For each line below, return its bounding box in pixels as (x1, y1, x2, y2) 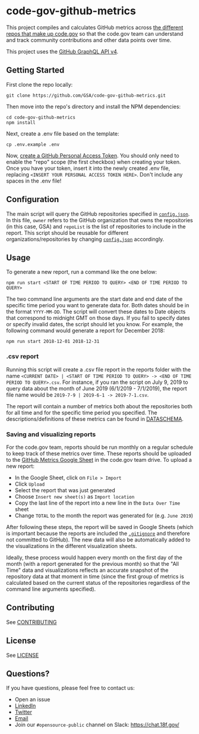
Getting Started (6, 65, 65, 75)
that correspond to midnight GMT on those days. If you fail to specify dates (6, 314, 190, 322)
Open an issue (14, 696, 50, 703)
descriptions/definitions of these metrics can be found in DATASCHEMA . (6, 415, 184, 423)
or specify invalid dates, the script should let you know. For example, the (6, 321, 184, 328)
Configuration (6, 194, 59, 204)
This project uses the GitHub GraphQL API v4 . (6, 48, 119, 55)
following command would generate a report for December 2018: (6, 327, 165, 334)
